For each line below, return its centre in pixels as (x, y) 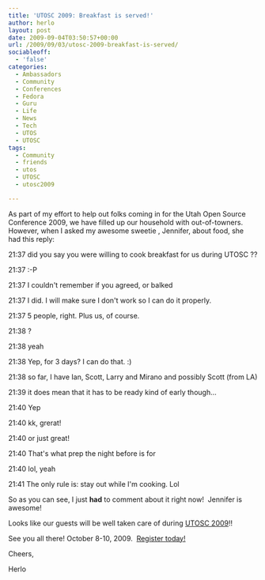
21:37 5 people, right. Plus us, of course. (74, 315)
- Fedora (30, 96)
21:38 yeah (26, 346)
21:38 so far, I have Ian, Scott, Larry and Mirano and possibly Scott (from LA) (133, 377)
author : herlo (32, 23)
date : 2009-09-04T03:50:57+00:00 (63, 38)
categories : (28, 67)
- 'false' (31, 60)
